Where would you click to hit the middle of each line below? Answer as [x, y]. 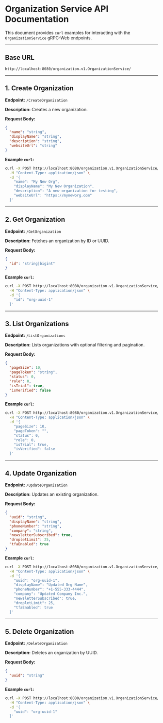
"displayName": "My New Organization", [54, 186]
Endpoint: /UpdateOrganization [36, 485]
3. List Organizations [37, 324]
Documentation [37, 19]
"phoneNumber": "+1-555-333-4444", [50, 590]
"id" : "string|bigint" [32, 263]
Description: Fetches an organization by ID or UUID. [57, 241]
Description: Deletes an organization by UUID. [51, 653]
